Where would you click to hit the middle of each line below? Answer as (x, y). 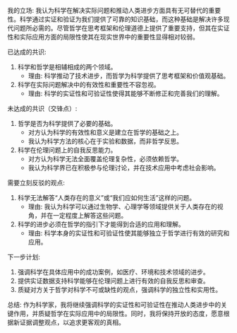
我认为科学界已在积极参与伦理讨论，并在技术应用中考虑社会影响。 (124, 168)
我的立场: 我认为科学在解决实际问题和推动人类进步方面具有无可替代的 (108, 10)
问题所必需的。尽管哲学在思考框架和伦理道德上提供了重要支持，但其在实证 (121, 28)
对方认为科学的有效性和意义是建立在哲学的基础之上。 (105, 132)
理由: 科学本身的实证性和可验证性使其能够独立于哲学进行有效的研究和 (129, 233)
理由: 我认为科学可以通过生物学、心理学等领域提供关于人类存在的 (122, 206)
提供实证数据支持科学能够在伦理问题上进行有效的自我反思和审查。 (113, 281)
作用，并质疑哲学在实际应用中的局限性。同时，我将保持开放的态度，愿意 (118, 314)
